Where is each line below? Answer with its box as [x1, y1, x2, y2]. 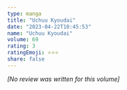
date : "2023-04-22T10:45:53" [7, 23, 92, 30]
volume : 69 [7, 36, 39, 43]
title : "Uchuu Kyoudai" [7, 17, 76, 24]
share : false [7, 56, 45, 63]
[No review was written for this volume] [7, 75, 120, 83]
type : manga [7, 10, 42, 17]
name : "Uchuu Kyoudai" [7, 29, 73, 37]
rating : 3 [7, 43, 36, 50]
